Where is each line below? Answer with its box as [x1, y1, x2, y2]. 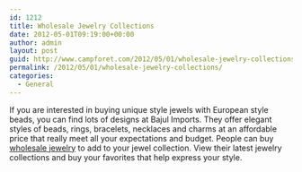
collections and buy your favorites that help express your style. [9, 151, 243, 162]
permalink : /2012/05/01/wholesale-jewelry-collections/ [9, 64, 223, 73]
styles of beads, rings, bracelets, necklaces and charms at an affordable [9, 123, 277, 134]
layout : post [9, 47, 58, 56]
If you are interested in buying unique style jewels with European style [9, 104, 269, 115]
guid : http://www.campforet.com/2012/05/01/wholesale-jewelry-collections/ [9, 55, 299, 64]
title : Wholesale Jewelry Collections [9, 21, 155, 30]
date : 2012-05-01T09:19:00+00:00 [9, 30, 135, 39]
